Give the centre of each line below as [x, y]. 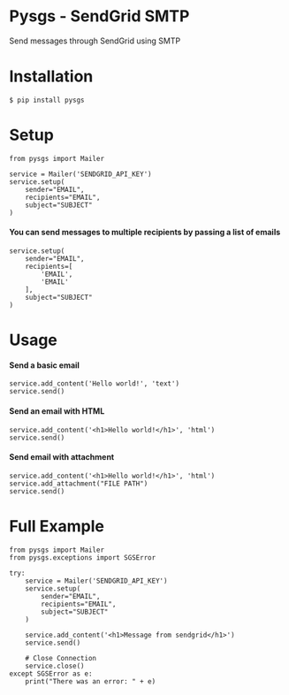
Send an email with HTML [57, 411]
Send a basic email [44, 365]
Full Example [57, 526]
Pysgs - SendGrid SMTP [99, 16]
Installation [51, 76]
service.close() [55, 666]
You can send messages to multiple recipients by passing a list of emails [145, 233]
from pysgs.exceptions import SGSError [83, 558]
